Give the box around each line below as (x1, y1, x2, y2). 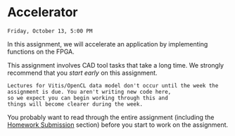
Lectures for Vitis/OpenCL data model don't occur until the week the (7, 82, 219, 89)
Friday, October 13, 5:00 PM (7, 27, 93, 35)
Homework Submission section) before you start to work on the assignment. (7, 120, 229, 129)
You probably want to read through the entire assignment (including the (7, 113, 215, 121)
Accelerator (7, 4, 78, 20)
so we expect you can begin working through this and (7, 94, 169, 101)
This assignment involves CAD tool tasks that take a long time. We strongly (7, 61, 224, 69)
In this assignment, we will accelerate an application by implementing (7, 39, 208, 48)
